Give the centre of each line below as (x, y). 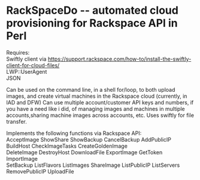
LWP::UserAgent (27, 71)
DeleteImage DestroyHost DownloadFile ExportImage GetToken (84, 152)
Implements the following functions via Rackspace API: (74, 133)
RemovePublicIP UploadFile (40, 171)
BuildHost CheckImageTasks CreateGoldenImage (67, 146)
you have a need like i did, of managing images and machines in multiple (96, 109)
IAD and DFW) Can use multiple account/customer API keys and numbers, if (100, 102)
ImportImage (22, 158)
